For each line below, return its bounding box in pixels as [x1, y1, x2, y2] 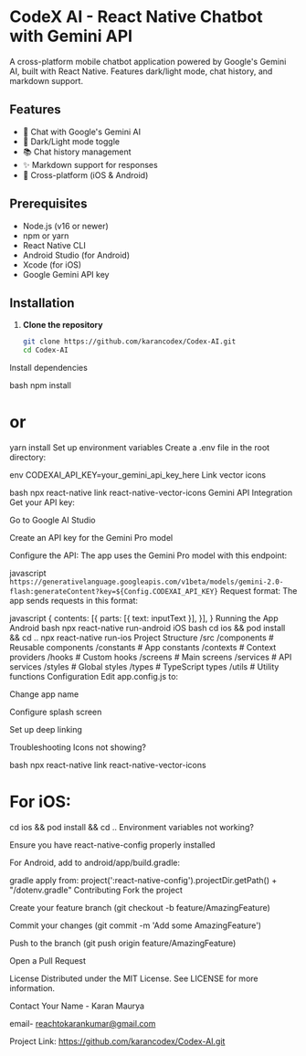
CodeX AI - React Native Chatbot [9, 6, 263, 27]
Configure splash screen [9, 706, 102, 718]
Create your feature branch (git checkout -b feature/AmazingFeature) [9, 903, 271, 913]
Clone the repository [22, 320, 103, 331]
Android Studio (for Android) [22, 249, 131, 260]
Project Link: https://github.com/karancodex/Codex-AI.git [9, 1036, 226, 1047]
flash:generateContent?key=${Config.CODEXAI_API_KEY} [9, 587, 219, 597]
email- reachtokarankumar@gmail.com [9, 1019, 156, 1029]
